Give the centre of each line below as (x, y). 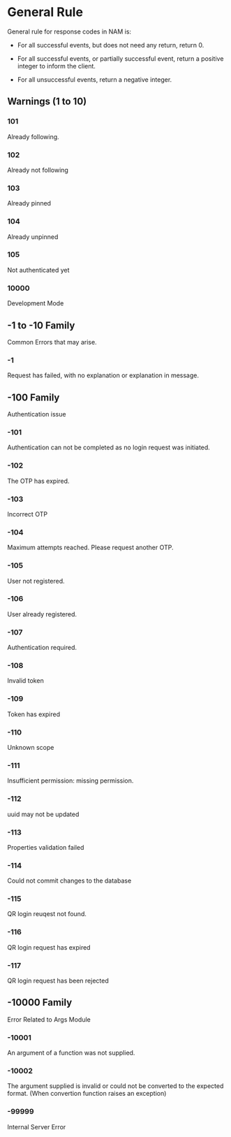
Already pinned (29, 203)
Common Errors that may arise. (52, 342)
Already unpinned (33, 237)
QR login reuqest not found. (47, 914)
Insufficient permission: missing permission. (70, 781)
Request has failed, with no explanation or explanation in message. (103, 375)
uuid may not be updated (43, 814)
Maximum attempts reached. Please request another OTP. (90, 548)
